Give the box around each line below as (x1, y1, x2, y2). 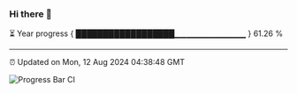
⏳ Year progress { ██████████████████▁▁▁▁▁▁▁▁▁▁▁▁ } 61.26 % (9, 28, 284, 39)
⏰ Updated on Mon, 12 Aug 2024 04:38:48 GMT (9, 57, 186, 68)
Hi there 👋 (9, 8, 53, 20)
